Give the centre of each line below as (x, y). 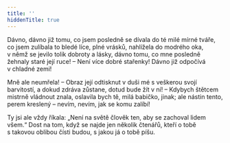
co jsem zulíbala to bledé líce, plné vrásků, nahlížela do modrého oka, (105, 47)
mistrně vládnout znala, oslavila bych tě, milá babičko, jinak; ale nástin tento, (115, 96)
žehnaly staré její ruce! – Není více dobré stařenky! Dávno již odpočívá (106, 61)
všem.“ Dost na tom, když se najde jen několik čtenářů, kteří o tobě (102, 124)
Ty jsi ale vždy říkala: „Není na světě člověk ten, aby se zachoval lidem (106, 117)
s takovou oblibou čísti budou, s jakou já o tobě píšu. (81, 132)
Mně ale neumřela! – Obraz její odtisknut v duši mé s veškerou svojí (102, 82)
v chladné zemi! (30, 69)
